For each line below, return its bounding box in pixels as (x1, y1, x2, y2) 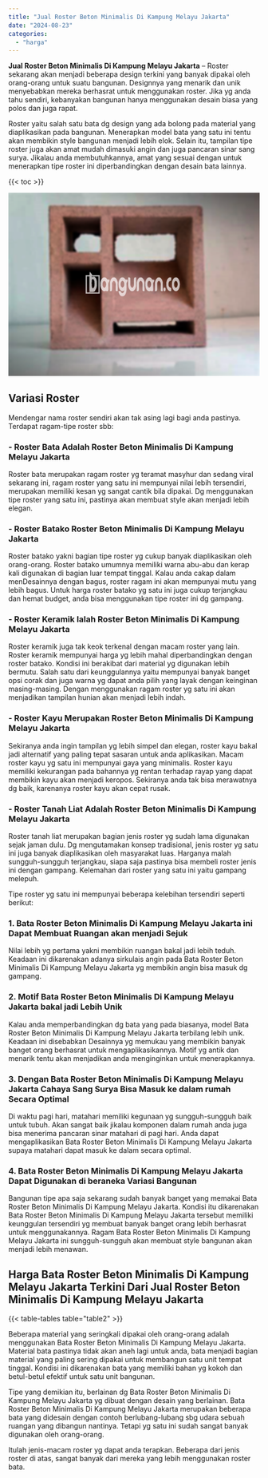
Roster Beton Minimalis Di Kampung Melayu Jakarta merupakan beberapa (8, 1404, 251, 1414)
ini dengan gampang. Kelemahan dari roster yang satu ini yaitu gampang (8, 865, 247, 875)
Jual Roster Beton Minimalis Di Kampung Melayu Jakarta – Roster (8, 61, 229, 71)
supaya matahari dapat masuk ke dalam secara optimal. (8, 1145, 191, 1154)
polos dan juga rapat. (8, 104, 78, 113)
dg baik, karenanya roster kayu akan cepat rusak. (8, 783, 171, 793)
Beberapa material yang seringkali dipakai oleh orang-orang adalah (8, 1329, 230, 1339)
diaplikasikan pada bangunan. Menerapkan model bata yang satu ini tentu (8, 128, 251, 137)
